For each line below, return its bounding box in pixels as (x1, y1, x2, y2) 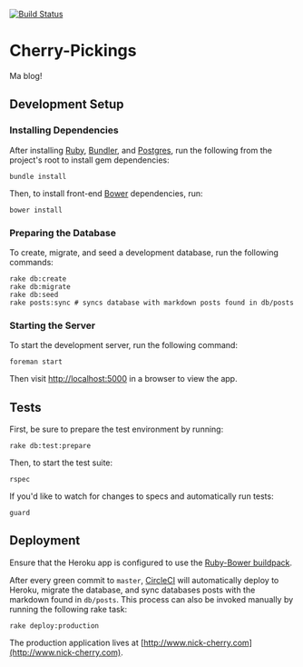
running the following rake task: (9, 603, 128, 614)
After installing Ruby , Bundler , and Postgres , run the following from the (9, 144, 272, 155)
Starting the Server (9, 319, 96, 332)
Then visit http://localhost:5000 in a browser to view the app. (9, 373, 238, 384)
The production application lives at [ (9, 637, 144, 648)
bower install (9, 205, 64, 214)
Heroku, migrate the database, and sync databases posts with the (9, 584, 256, 595)
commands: (9, 256, 54, 267)
